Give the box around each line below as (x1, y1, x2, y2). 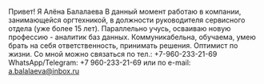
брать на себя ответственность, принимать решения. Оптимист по (8, 41, 238, 50)
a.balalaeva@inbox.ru (8, 66, 80, 75)
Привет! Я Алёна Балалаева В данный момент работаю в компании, (8, 7, 242, 16)
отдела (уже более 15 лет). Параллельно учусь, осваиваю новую (8, 24, 231, 33)
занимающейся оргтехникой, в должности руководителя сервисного (8, 15, 246, 25)
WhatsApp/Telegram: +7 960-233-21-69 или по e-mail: (8, 58, 191, 67)
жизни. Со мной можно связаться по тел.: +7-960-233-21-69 (8, 50, 218, 58)
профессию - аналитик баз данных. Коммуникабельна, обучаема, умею (8, 32, 256, 42)
